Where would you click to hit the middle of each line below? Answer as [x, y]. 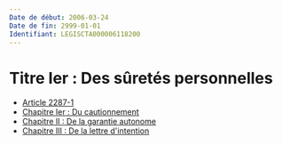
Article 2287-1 [48, 102]
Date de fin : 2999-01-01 [55, 26]
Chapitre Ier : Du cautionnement [80, 112]
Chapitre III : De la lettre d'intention [86, 131]
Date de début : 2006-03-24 [59, 17]
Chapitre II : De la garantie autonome [89, 122]
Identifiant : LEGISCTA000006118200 [75, 34]
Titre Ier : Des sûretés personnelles [141, 78]
